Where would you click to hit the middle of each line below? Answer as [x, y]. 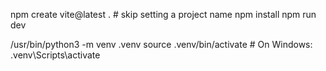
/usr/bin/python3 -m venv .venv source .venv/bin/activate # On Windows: [161, 44]
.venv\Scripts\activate [55, 55]
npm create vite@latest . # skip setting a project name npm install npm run [163, 14]
